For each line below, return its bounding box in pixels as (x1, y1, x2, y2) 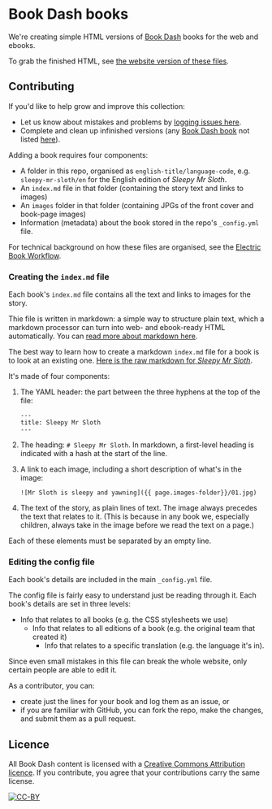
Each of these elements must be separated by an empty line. (8, 536, 212, 546)
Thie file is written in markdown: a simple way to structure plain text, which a (8, 314, 265, 324)
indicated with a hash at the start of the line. (19, 449, 168, 459)
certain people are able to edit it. (8, 665, 118, 675)
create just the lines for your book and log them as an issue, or (19, 697, 230, 707)
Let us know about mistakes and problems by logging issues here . (19, 117, 242, 127)
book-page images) (19, 209, 87, 219)
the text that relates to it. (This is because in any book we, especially (19, 511, 250, 521)
